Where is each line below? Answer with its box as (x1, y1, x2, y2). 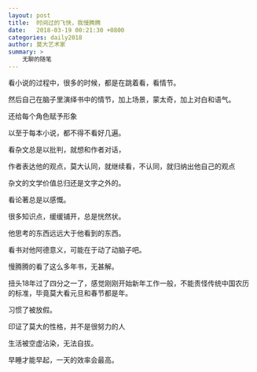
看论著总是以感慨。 (8, 194, 71, 204)
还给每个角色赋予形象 (8, 111, 77, 120)
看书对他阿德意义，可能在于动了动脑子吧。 (8, 245, 146, 254)
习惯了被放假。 (8, 304, 57, 315)
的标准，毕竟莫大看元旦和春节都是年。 (8, 288, 132, 297)
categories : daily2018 (8, 33, 83, 42)
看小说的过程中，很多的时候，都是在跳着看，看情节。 (8, 78, 181, 87)
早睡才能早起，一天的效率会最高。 (8, 355, 119, 364)
